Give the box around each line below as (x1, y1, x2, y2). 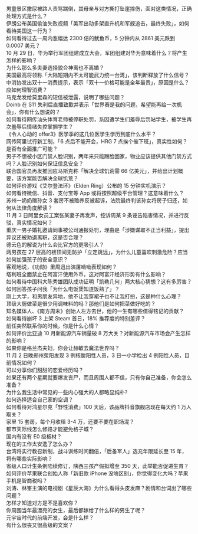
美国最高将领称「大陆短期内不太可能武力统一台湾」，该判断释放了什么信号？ (6, 71, 190, 78)
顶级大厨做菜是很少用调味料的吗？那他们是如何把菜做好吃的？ (6, 300, 156, 307)
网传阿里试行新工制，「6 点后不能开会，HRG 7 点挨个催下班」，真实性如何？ (6, 138, 188, 145)
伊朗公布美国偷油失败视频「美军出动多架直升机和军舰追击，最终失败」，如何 (6, 20, 190, 27)
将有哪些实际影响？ (6, 455, 53, 462)
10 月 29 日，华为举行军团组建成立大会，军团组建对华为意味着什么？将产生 (6, 50, 187, 56)
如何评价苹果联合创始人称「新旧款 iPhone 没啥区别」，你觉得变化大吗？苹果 (6, 470, 189, 477)
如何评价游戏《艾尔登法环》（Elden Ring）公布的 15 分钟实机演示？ (6, 182, 167, 189)
